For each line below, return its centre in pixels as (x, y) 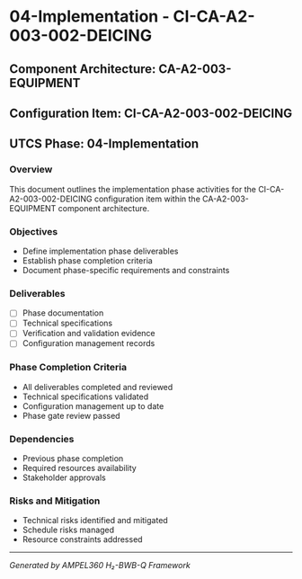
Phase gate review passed (71, 415)
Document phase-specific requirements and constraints (126, 270)
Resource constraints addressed (82, 539)
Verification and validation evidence (89, 334)
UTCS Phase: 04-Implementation (104, 144)
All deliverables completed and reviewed (98, 387)
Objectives (34, 231)
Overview (31, 170)
